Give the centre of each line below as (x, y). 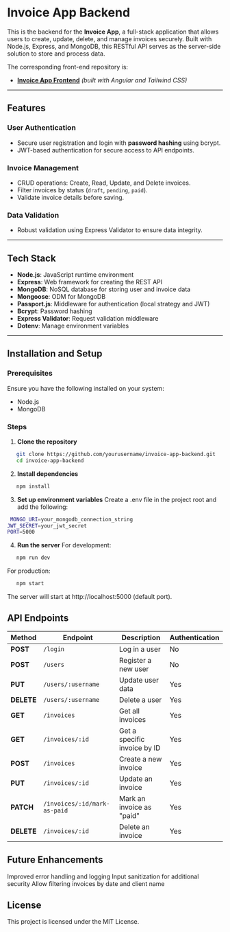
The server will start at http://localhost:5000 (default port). (90, 597)
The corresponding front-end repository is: (68, 67)
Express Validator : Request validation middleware (88, 319)
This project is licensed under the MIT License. (73, 922)
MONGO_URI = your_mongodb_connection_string (72, 519)
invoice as (135, 807)
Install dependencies (48, 474)
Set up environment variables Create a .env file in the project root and (117, 499)
